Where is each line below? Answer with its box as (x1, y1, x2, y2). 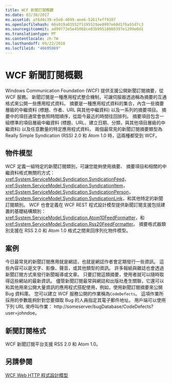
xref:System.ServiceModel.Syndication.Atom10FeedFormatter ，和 (5, 215, 145, 221)
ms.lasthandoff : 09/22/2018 (5, 41, 66, 46)
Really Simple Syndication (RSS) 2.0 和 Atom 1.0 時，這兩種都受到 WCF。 (5, 132, 160, 139)
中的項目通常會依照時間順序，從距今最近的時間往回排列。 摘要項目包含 (9, 113, 160, 119)
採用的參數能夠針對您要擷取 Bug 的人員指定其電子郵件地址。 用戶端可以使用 (5, 297, 166, 303)
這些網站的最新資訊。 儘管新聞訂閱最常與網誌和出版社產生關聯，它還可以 (9, 278, 164, 284)
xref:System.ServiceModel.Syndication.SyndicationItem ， (5, 183, 128, 189)
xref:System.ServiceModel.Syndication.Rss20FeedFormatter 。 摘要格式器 (5, 221, 162, 227)
